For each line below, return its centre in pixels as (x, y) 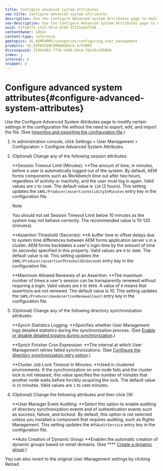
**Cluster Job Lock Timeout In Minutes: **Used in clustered (73, 365)
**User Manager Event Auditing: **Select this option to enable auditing (84, 404)
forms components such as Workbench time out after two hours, (77, 176)
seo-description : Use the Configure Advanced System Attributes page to (80, 23)
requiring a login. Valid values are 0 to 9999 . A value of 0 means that (79, 286)
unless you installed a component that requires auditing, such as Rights (83, 420)
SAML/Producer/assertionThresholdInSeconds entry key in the (73, 261)
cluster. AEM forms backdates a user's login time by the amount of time (83, 245)
